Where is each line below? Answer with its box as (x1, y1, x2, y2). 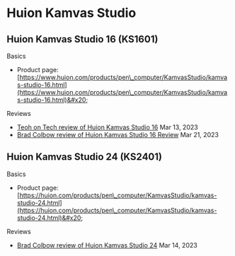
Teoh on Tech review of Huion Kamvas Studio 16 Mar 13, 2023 (16, 123, 199, 132)
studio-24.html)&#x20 (16, 214, 81, 222)
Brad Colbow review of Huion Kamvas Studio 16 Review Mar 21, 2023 (16, 131, 219, 139)
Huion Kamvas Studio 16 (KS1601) (6, 33, 159, 45)
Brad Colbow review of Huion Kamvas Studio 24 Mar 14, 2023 (16, 240, 197, 249)
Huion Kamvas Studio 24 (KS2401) (6, 151, 162, 163)
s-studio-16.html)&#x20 (16, 95, 86, 104)
